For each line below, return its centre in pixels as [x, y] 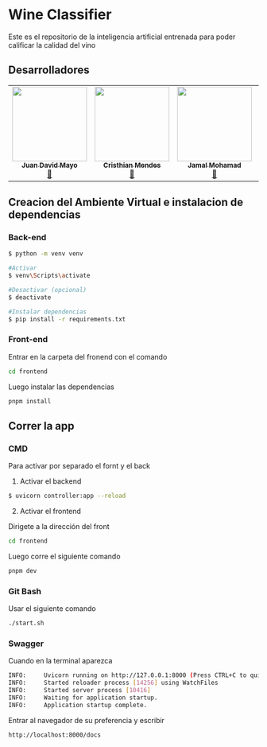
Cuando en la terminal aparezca [60, 661]
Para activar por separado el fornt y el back [79, 466]
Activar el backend [50, 481]
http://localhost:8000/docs [55, 735]
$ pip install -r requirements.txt [67, 319]
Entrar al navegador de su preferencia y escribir [87, 720]
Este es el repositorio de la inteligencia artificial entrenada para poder [122, 37]
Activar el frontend [50, 512]
